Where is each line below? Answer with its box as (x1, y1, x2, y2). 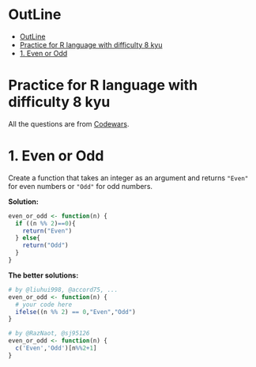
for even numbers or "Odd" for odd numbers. (8, 181, 152, 191)
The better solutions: (8, 271, 79, 280)
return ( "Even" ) (22, 227, 73, 235)
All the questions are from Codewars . (8, 119, 130, 128)
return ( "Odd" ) (22, 241, 69, 250)
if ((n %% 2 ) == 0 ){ (15, 219, 77, 227)
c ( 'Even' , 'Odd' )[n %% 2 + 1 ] (15, 344, 97, 353)
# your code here (15, 301, 73, 308)
